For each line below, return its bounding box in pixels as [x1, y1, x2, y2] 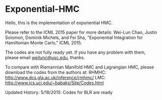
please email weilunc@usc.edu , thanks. [5, 54, 85, 60]
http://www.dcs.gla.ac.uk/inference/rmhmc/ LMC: [5, 74, 106, 80]
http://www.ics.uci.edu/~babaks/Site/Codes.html [5, 80, 104, 86]
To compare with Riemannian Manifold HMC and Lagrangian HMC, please [5, 64, 154, 70]
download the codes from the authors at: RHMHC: [5, 69, 107, 75]
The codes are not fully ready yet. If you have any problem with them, [5, 49, 146, 55]
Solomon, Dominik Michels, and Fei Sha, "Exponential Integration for [5, 34, 143, 40]
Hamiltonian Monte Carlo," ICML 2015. [5, 39, 82, 45]
